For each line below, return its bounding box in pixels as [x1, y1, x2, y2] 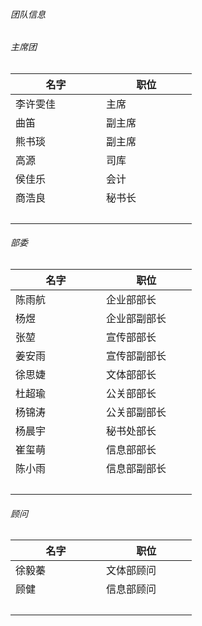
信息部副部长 [105, 462, 167, 476]
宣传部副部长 [105, 349, 167, 363]
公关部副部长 [105, 405, 167, 419]
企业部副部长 [105, 312, 167, 326]
